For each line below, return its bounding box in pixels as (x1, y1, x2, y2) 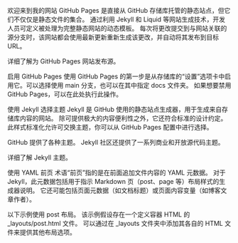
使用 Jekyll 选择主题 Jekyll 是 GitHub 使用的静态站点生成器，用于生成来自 (7, 105, 222, 113)
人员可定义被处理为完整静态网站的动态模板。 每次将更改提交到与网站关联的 (7, 24, 227, 32)
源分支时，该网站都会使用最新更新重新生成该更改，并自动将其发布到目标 (7, 33, 219, 41)
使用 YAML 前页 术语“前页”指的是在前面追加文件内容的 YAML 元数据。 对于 (7, 168, 226, 177)
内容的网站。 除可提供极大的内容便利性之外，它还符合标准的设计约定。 (19, 114, 227, 123)
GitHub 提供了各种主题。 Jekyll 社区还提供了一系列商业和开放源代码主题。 (7, 138, 225, 146)
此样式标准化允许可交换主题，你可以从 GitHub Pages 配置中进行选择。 (7, 123, 213, 131)
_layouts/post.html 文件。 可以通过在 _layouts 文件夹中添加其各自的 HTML (7, 219, 224, 227)
